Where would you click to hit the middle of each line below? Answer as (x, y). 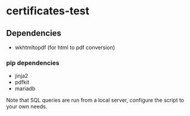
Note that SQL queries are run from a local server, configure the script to (95, 100)
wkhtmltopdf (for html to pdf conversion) (65, 47)
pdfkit (22, 83)
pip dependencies (33, 63)
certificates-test (48, 11)
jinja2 (21, 76)
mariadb (25, 88)
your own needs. (27, 106)
